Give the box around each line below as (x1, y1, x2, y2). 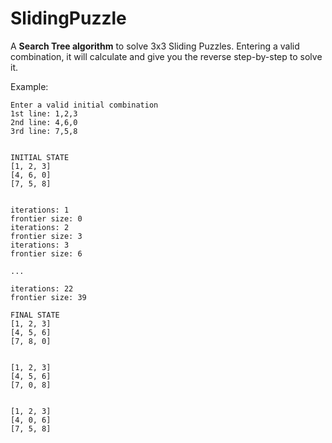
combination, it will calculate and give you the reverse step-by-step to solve (10, 50, 323, 62)
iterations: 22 (10, 283, 74, 294)
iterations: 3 (10, 240, 70, 250)
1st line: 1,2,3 (10, 108, 78, 119)
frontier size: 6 (10, 248, 83, 259)
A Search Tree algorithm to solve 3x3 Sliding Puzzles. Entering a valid (10, 40, 300, 52)
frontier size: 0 (10, 213, 83, 224)
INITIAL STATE (10, 152, 70, 162)
